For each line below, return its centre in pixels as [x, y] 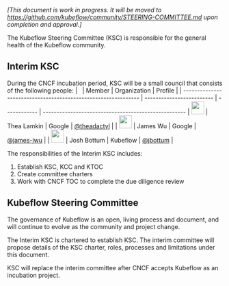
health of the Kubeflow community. [56, 45]
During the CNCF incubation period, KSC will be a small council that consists [115, 83]
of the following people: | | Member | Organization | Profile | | [95, 90]
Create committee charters [55, 174]
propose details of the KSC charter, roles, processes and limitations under [111, 247]
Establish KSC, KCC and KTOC [60, 167]
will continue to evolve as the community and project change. [94, 226]
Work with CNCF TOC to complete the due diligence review [100, 181]
